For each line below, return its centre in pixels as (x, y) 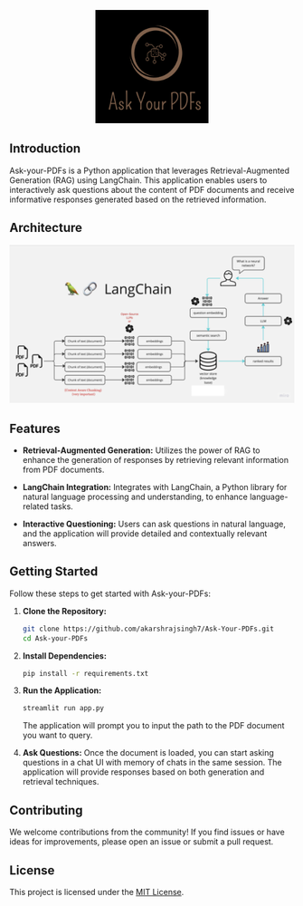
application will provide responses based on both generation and (143, 772)
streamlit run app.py (63, 708)
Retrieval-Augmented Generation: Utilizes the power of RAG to (141, 450)
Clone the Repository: (64, 611)
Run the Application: (62, 690)
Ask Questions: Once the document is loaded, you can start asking (148, 753)
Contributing (46, 810)
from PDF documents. (63, 469)
